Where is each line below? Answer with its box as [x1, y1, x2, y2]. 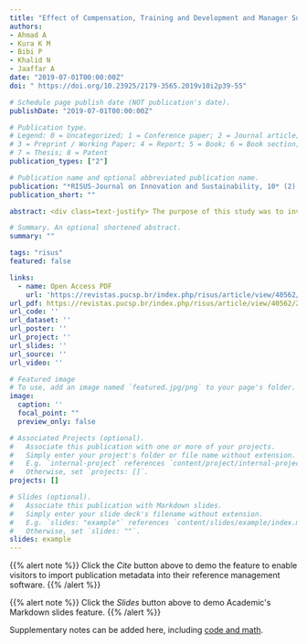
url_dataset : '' [9, 316, 71, 325]
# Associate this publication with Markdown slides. [9, 501, 223, 510]
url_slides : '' [9, 341, 68, 350]
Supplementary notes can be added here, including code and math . [9, 625, 264, 636]
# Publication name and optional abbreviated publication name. [9, 173, 259, 183]
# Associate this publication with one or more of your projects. [9, 442, 276, 451]
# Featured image [9, 375, 76, 384]
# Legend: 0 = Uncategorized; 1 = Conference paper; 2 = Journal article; [9, 132, 301, 141]
